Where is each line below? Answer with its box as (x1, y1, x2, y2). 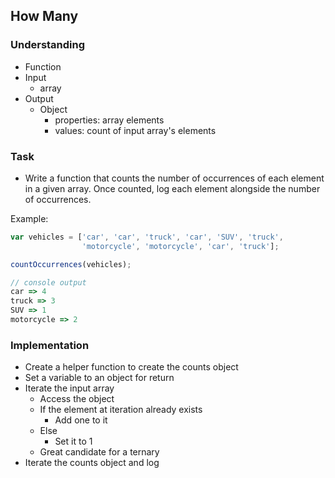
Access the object (39, 393, 115, 405)
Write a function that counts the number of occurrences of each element (24, 172, 325, 184)
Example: (10, 212, 49, 224)
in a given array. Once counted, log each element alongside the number (24, 182, 321, 194)
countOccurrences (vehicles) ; (10, 259, 132, 269)
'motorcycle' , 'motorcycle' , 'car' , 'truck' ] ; (81, 241, 280, 251)
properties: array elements (54, 114, 165, 126)
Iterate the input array (24, 382, 115, 394)
